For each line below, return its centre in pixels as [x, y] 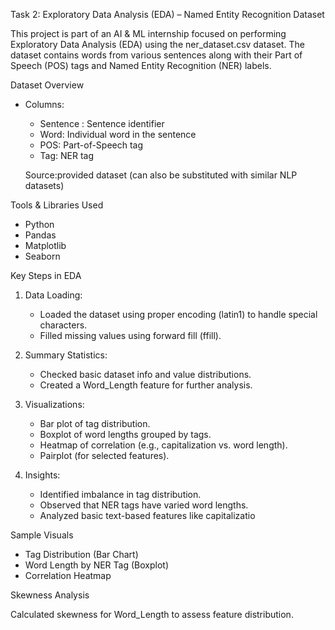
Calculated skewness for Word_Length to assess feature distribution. [152, 614]
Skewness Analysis [50, 595]
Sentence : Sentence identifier [102, 123]
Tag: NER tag [67, 155]
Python [39, 224]
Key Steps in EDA [46, 275]
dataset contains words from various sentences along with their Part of [156, 55]
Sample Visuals [42, 535]
